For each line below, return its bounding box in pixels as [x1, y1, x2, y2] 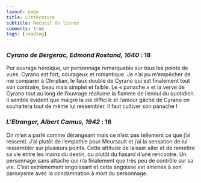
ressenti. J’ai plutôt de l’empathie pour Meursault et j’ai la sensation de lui [6, 137, 188, 145]
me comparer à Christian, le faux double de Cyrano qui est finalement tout [6, 77, 190, 85]
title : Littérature [6, 14, 55, 20]
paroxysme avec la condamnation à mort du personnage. [6, 169, 148, 177]
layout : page [6, 8, 39, 15]
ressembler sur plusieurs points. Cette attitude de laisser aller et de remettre [6, 144, 196, 151]
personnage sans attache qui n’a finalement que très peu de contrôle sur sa [6, 157, 194, 164]
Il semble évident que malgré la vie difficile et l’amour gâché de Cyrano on [6, 97, 190, 104]
